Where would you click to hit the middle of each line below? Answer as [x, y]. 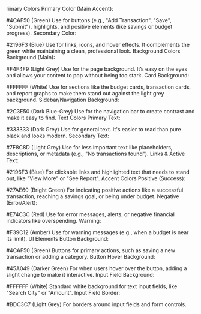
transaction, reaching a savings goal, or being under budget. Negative [93, 196]
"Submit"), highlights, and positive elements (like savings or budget [89, 27]
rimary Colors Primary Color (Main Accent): [60, 9]
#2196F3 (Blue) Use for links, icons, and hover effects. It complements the [98, 45]
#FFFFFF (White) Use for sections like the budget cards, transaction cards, [99, 87]
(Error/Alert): [22, 203]
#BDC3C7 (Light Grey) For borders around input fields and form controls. [97, 304]
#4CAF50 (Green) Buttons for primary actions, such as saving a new [91, 250]
